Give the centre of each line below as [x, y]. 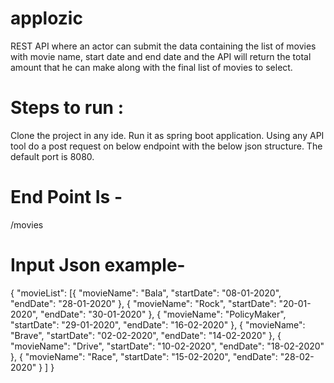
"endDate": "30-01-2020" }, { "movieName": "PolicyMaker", [163, 314]
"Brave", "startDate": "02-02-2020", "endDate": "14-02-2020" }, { [146, 335]
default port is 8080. [52, 156]
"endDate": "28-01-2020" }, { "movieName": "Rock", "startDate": [143, 303]
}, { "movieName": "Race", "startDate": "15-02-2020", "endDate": [144, 356]
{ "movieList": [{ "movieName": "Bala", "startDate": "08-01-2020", [146, 293]
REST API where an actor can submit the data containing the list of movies [163, 46]
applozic [46, 18]
